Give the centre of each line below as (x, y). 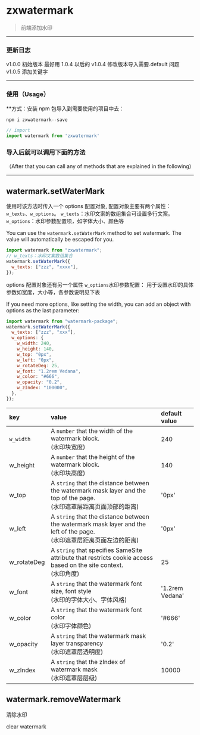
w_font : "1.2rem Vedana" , (49, 371)
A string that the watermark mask (98, 635)
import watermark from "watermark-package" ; (62, 321)
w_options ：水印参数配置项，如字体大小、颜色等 (65, 221)
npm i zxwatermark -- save (37, 120)
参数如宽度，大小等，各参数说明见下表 (53, 292)
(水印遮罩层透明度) (77, 652)
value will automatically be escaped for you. (60, 240)
